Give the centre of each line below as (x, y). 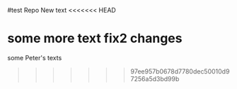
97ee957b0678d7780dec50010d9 (180, 71)
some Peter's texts (35, 57)
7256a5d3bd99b (155, 78)
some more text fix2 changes (95, 39)
